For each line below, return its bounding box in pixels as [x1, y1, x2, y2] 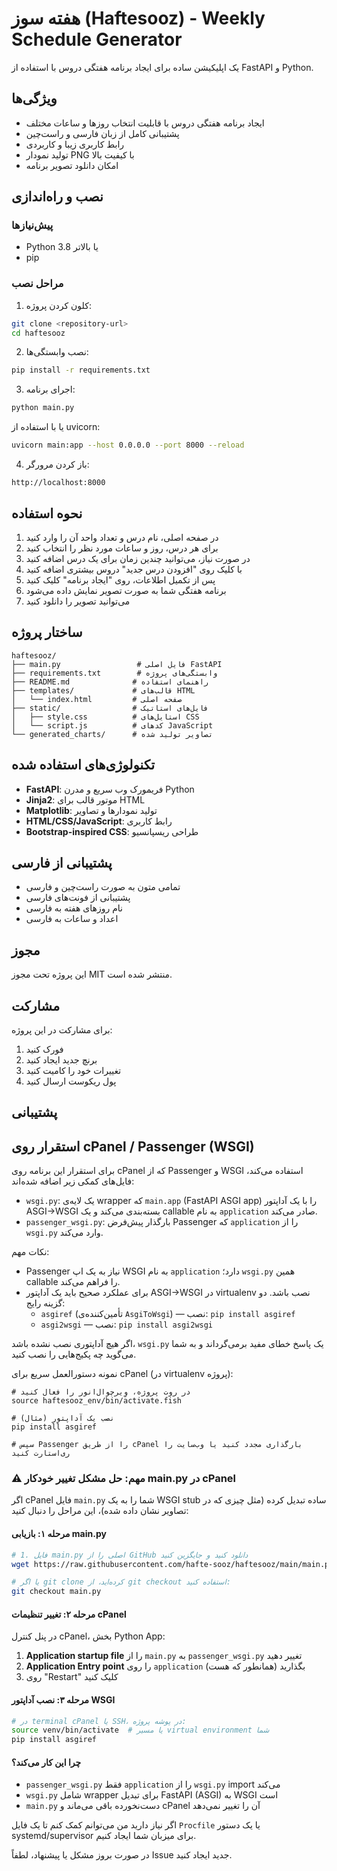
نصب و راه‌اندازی [11, 188, 104, 206]
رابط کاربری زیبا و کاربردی [25, 138, 125, 150]
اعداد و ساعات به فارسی [25, 913, 119, 925]
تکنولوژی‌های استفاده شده [11, 757, 156, 774]
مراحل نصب [11, 277, 64, 291]
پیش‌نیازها [11, 218, 54, 232]
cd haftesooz [11, 328, 66, 338]
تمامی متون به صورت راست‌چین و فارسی [25, 881, 181, 893]
